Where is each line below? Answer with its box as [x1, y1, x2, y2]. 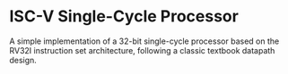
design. [9, 54, 38, 65]
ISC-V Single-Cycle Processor [9, 6, 240, 27]
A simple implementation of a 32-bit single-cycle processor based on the [9, 36, 280, 46]
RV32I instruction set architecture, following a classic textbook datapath [9, 45, 275, 55]
